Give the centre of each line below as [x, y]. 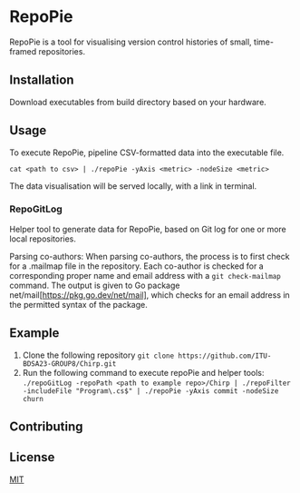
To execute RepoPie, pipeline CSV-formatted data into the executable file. [147, 153]
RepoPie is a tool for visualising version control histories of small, [131, 42]
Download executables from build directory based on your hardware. [138, 102]
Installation [42, 80]
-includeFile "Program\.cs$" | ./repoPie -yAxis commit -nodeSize [150, 391]
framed [23, 51]
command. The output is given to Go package [95, 285]
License [32, 457]
